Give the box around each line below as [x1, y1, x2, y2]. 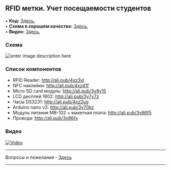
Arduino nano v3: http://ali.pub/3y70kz [12, 104, 94, 110]
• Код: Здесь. [5, 17, 35, 23]
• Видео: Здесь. [5, 28, 41, 35]
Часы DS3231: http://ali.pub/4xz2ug [12, 99, 89, 105]
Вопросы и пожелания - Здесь [5, 154, 72, 160]
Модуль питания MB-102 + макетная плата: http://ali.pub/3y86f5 [12, 110, 152, 116]
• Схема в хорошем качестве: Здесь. [5, 23, 89, 29]
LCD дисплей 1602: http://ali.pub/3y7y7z [12, 93, 99, 100]
